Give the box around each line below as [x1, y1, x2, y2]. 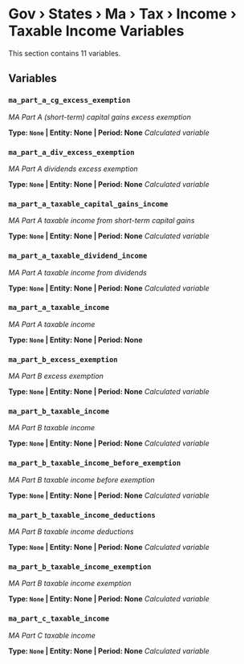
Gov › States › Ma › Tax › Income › [8, 5, 237, 23]
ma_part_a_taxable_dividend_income [8, 251, 148, 261]
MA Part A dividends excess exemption [8, 164, 138, 173]
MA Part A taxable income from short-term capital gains [8, 216, 195, 226]
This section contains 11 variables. [8, 48, 121, 58]
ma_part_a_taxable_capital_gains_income [8, 199, 169, 209]
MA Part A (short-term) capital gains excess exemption [8, 112, 191, 121]
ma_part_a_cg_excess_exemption [8, 96, 131, 105]
